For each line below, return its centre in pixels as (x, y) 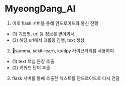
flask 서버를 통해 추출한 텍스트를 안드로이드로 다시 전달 (66, 78)
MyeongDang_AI (40, 9)
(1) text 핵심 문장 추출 (33, 61)
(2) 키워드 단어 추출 (31, 67)
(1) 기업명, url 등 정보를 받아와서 (43, 33)
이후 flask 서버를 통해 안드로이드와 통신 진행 (55, 23)
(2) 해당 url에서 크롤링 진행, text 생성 (48, 40)
